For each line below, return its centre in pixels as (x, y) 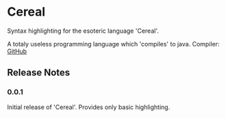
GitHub (17, 51)
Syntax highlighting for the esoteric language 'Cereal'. (83, 31)
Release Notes (39, 73)
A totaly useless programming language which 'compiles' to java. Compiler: (113, 44)
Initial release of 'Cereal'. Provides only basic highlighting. (89, 107)
